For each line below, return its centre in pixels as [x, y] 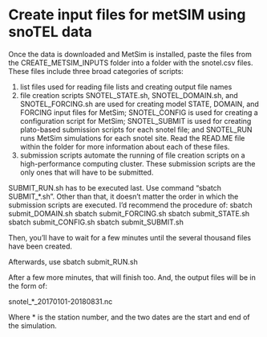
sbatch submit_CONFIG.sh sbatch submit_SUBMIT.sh [96, 222]
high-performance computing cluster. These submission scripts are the [138, 163]
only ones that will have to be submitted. [87, 172]
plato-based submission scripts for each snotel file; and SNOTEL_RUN [136, 129]
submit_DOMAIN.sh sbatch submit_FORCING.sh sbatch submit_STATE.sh [129, 213]
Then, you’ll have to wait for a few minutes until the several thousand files [129, 237]
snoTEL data [50, 32]
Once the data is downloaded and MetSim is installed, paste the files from [130, 54]
